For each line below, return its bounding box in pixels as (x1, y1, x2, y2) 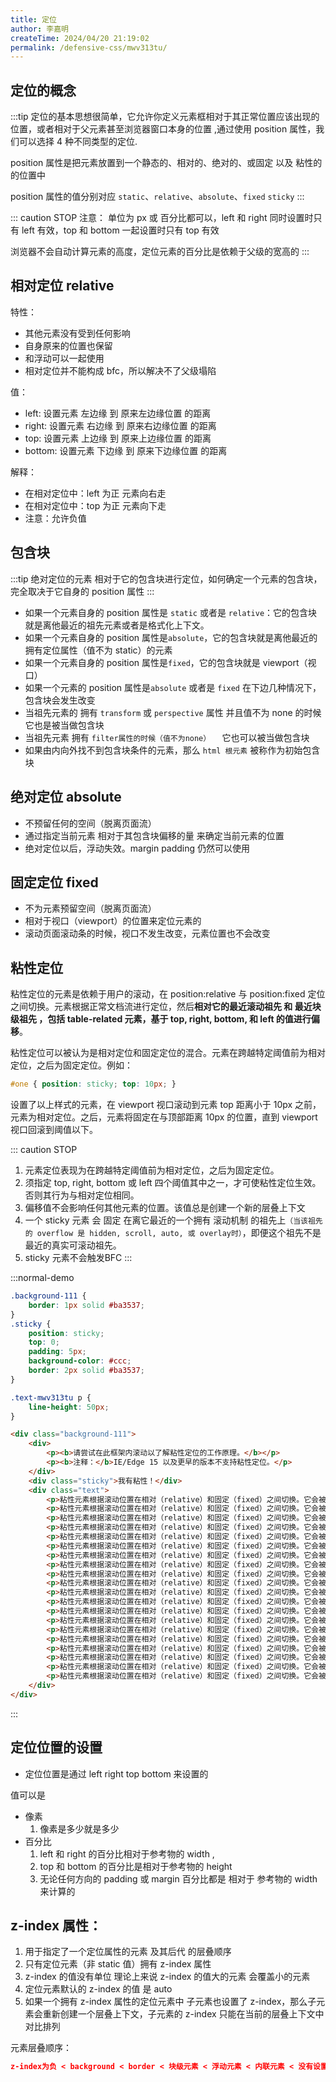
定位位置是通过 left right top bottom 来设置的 (24, 1767, 209, 1780)
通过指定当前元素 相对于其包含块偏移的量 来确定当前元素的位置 (24, 829, 285, 841)
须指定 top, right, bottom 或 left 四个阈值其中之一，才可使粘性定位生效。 (24, 1177, 322, 1188)
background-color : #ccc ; (28, 1356, 132, 1366)
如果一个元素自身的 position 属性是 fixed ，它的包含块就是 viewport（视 (24, 656, 317, 668)
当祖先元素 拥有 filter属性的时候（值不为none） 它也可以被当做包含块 (24, 731, 310, 743)
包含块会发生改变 (24, 694, 96, 706)
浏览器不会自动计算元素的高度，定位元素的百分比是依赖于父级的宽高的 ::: (10, 246, 310, 258)
